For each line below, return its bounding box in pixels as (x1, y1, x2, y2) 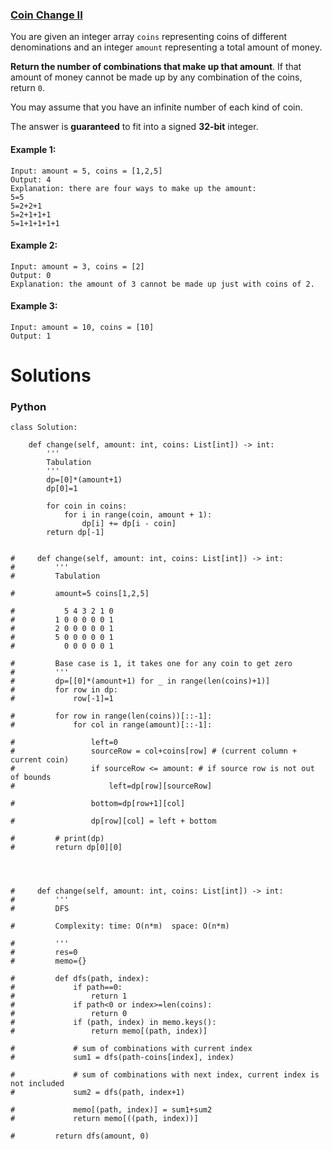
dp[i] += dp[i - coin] (81, 519, 177, 529)
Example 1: (10, 143, 57, 155)
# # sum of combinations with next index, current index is (10, 1070, 320, 1080)
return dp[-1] (46, 528, 105, 538)
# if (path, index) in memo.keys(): (10, 1018, 217, 1028)
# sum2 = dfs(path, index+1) (10, 1088, 186, 1098)
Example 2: (10, 239, 58, 252)
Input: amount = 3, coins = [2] (10, 261, 145, 272)
